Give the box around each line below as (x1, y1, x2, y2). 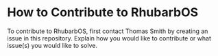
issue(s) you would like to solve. (7, 41, 98, 49)
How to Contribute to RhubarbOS (7, 5, 199, 20)
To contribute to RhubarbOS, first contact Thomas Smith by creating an (7, 27, 208, 35)
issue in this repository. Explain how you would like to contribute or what (7, 34, 211, 42)
